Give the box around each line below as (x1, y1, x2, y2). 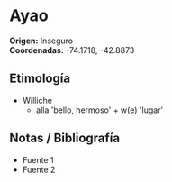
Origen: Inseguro (9, 35, 74, 46)
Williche (22, 95, 52, 105)
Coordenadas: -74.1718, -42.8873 (9, 44, 135, 55)
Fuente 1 (22, 154, 54, 165)
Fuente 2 (22, 164, 56, 175)
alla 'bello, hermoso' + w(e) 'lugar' (35, 105, 164, 115)
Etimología (9, 71, 70, 86)
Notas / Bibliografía (9, 131, 120, 146)
